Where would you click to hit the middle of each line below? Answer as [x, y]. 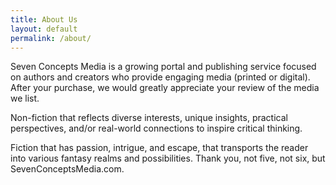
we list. [25, 98]
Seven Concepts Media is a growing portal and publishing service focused [163, 67]
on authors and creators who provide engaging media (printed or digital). [160, 77]
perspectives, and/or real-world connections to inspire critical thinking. [156, 128]
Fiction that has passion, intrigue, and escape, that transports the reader [159, 148]
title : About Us [44, 19]
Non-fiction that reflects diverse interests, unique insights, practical [149, 118]
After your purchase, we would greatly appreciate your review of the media [165, 88]
